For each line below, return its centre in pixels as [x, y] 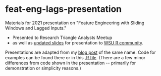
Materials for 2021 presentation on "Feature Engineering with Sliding [75, 23]
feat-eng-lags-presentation [63, 9]
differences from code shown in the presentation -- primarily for [71, 63]
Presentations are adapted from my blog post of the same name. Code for [80, 52]
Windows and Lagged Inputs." [36, 28]
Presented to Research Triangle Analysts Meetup [62, 38]
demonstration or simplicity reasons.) [43, 68]
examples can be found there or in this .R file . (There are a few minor [75, 57]
